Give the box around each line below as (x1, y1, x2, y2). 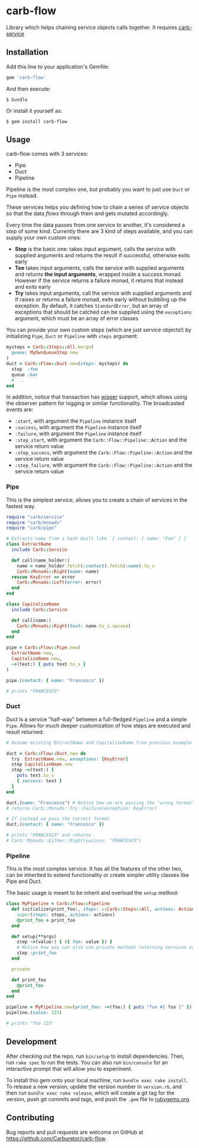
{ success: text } (17, 778, 62, 784)
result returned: (6, 728, 44, 735)
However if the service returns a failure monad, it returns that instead (14, 277, 184, 284)
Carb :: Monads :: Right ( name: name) (17, 568, 99, 575)
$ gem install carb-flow (6, 119, 68, 125)
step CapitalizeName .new (11, 761, 73, 767)
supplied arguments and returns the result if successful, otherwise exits (14, 252, 190, 259)
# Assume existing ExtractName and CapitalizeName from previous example (6, 739, 192, 745)
